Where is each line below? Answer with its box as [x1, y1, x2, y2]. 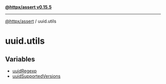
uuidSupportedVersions [12, 73, 61, 79]
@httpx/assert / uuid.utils [5, 18, 57, 24]
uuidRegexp [12, 68, 37, 74]
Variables [5, 55, 36, 63]
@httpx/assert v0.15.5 [5, 4, 52, 10]
